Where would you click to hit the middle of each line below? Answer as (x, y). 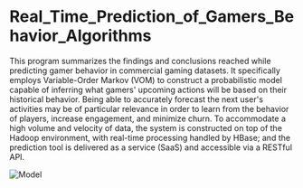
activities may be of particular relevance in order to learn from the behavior (149, 108)
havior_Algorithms (80, 36)
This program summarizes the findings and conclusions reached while (140, 61)
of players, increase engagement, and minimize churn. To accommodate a (148, 118)
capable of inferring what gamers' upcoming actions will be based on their (148, 89)
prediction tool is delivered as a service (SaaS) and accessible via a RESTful (151, 147)
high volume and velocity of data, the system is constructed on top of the (146, 127)
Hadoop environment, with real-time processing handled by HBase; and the (150, 137)
